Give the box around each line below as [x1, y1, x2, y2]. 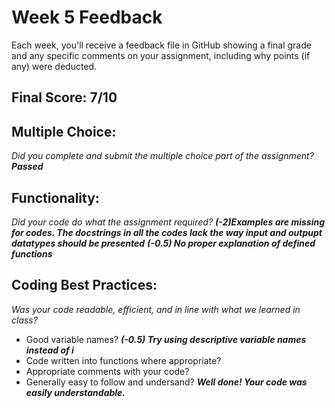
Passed [11, 161, 44, 173]
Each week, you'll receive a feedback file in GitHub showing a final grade [11, 39, 312, 51]
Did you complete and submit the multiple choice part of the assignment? [11, 150, 314, 162]
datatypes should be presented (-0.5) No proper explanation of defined [11, 237, 316, 249]
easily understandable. [25, 386, 126, 398]
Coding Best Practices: [11, 277, 158, 294]
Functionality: [11, 189, 100, 206]
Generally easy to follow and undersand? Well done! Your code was [25, 376, 308, 388]
